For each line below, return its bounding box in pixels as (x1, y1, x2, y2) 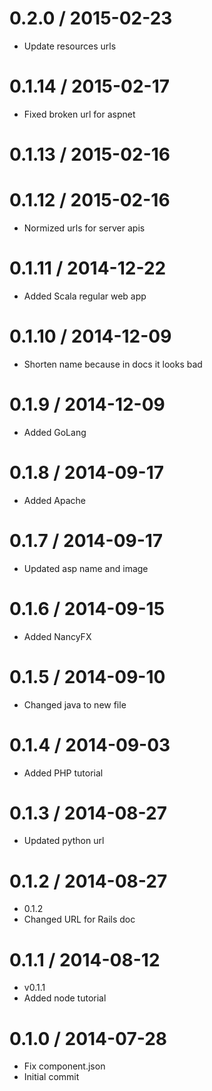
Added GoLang (23, 426, 87, 438)
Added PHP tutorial (23, 767, 104, 779)
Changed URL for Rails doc (23, 913, 136, 926)
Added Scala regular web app (23, 290, 147, 302)
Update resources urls (23, 40, 117, 52)
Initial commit (23, 1071, 80, 1083)
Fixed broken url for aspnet (23, 108, 136, 120)
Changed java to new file (23, 698, 127, 711)
